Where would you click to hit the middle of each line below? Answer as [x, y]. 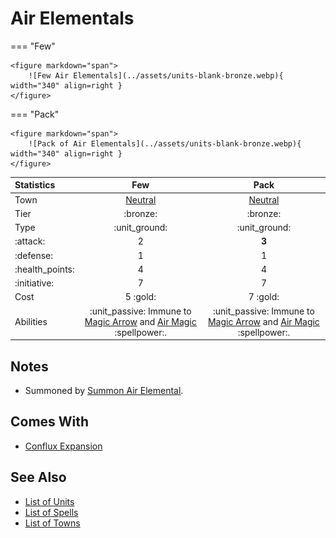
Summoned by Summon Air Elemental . [104, 390]
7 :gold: [264, 297]
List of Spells [51, 512]
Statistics [35, 185]
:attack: [30, 241]
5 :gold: [140, 297]
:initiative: [34, 283]
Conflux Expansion [63, 446]
